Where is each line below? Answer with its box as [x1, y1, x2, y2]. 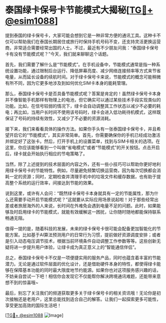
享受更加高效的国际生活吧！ [5, 302, 62, 308]
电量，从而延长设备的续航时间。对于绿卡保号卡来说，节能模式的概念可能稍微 [5, 74, 161, 80]
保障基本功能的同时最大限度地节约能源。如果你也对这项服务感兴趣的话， [13, 267, 161, 273]
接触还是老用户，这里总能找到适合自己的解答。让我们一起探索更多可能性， [9, 296, 161, 302]
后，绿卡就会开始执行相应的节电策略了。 [5, 151, 87, 157]
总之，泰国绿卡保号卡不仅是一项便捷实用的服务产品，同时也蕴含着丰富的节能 [5, 255, 161, 261]
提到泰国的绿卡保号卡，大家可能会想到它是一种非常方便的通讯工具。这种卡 [5, 32, 157, 38]
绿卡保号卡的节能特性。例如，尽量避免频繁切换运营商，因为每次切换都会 [9, 167, 157, 173]
